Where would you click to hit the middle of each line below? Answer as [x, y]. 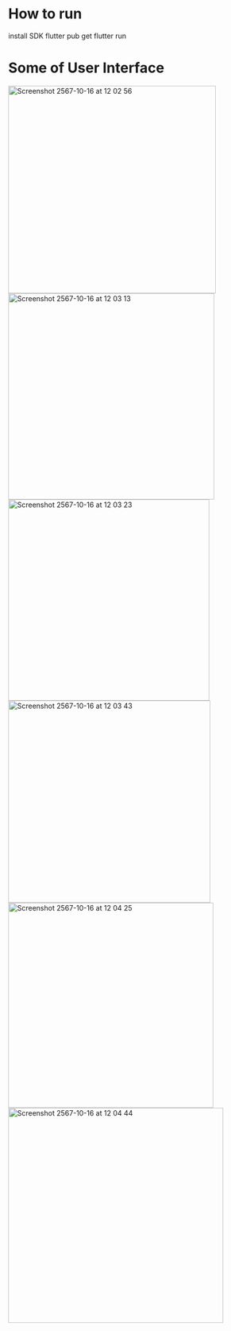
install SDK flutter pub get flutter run [67, 36]
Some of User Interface [87, 68]
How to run [45, 14]
